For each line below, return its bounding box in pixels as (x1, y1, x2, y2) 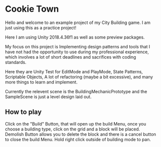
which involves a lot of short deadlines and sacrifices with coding (5, 54, 136, 60)
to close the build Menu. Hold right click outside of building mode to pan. (5, 136, 151, 142)
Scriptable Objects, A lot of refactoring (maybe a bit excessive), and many (5, 74, 153, 80)
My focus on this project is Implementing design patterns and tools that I (5, 43, 150, 49)
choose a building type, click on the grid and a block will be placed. (5, 126, 140, 132)
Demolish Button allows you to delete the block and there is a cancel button (5, 131, 157, 137)
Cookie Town (5, 3, 59, 15)
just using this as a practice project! (5, 24, 76, 30)
